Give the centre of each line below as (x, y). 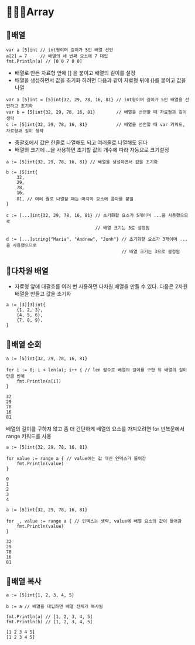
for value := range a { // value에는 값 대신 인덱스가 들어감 (76, 458)
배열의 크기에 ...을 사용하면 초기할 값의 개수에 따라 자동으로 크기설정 (92, 150)
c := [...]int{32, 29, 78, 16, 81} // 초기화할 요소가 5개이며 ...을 (86, 216)
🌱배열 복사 (24, 581)
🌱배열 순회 (24, 345)
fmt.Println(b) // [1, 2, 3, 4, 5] (49, 622)
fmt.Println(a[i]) (39, 381)
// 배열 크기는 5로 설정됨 (122, 228)
